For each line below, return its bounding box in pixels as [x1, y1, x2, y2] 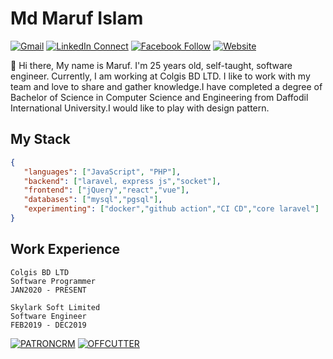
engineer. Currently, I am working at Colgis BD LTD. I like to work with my [10, 70, 311, 82]
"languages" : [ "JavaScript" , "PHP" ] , [23, 167, 182, 177]
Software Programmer [10, 276, 97, 286]
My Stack [10, 131, 71, 148]
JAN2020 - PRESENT [10, 285, 87, 295]
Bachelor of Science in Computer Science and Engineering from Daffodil [10, 91, 309, 103]
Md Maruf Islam [10, 7, 144, 30]
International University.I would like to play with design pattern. [10, 102, 270, 114]
